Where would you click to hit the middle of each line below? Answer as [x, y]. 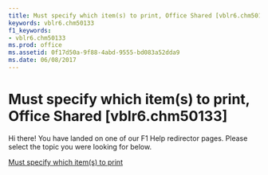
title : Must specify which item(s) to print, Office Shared [110, 16]
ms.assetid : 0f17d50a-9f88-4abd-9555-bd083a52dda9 [94, 52]
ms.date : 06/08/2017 [43, 60]
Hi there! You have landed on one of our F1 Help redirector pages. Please [128, 138]
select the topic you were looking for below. [80, 146]
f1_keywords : [30, 30]
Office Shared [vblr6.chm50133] [118, 117]
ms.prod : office [35, 45]
